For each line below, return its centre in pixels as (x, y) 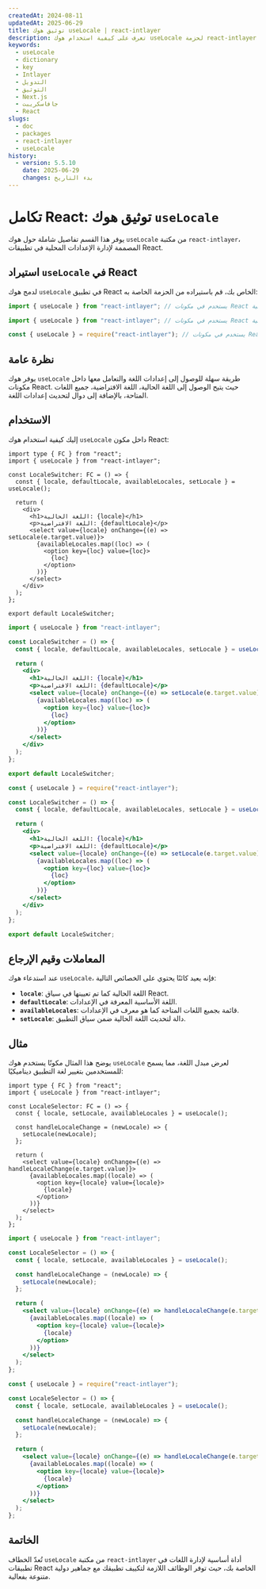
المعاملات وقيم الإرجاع (57, 959)
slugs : (19, 119)
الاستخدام (30, 420)
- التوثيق (31, 89)
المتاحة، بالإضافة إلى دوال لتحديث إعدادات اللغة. (78, 395)
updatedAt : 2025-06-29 (46, 23)
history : (23, 155)
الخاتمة (24, 1540)
